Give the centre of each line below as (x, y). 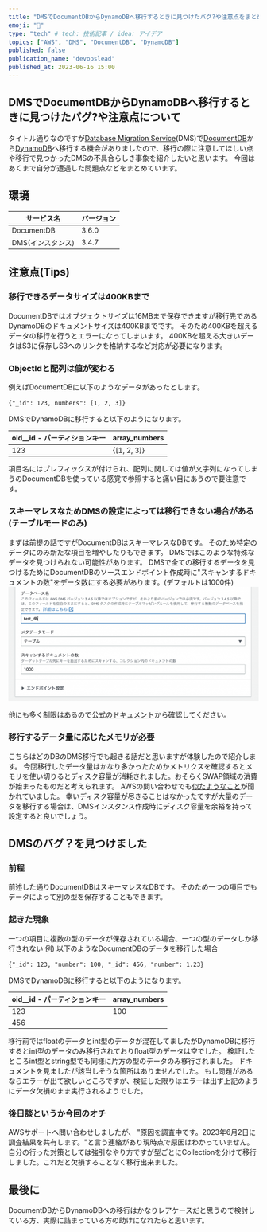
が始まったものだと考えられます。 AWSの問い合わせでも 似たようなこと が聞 (132, 786)
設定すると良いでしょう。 (50, 815)
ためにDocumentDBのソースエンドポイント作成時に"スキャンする (136, 572)
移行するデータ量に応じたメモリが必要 (81, 737)
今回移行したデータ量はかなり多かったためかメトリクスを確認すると (135, 766)
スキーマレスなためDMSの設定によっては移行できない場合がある (131, 511)
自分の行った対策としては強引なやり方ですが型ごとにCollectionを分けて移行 (132, 1152)
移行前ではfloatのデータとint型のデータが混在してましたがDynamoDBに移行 (132, 1041)
